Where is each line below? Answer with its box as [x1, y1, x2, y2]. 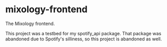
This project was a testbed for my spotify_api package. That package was [5, 30, 162, 36]
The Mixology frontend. [5, 20, 55, 27]
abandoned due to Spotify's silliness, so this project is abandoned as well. [5, 36, 162, 42]
